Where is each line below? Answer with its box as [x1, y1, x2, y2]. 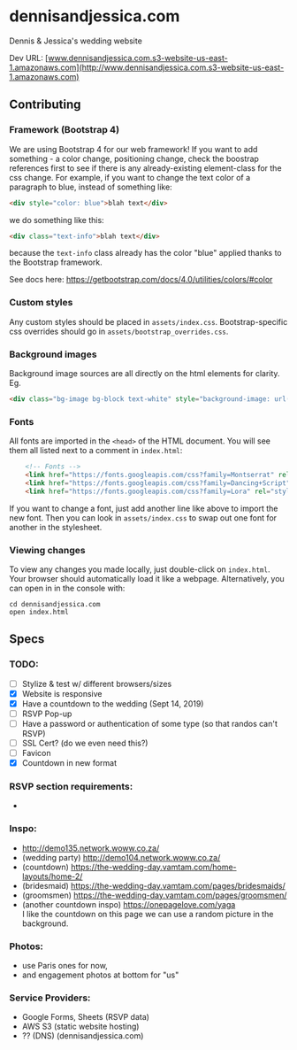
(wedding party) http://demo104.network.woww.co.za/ [21, 852, 221, 862]
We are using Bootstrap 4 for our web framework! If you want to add [9, 143, 258, 154]
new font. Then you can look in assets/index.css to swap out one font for [9, 512, 277, 523]
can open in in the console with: [9, 583, 126, 593]
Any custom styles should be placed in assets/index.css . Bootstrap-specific [9, 316, 288, 327]
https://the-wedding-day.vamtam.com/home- [70, 861, 237, 872]
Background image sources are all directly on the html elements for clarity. [9, 367, 280, 378]
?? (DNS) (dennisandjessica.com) [21, 1031, 144, 1041]
